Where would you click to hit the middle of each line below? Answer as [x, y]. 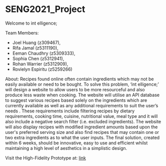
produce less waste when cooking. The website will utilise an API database [82, 95]
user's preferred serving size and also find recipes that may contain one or [82, 132]
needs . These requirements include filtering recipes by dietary [70, 111]
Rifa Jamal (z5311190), [35, 48]
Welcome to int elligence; [31, 23]
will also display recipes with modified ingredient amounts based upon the [81, 127]
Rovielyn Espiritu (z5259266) [42, 69]
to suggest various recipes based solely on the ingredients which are [76, 100]
